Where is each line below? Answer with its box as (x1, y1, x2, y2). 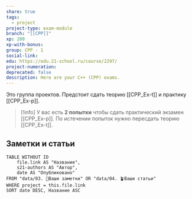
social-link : (6, 53, 38, 59)
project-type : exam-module (6, 25, 73, 31)
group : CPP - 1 (6, 47, 44, 53)
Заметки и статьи (6, 139, 75, 149)
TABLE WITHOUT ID (6, 154, 49, 160)
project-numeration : (6, 63, 57, 70)
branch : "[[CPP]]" (6, 31, 51, 37)
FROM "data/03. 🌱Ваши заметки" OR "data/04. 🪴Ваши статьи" (6, 175, 157, 181)
